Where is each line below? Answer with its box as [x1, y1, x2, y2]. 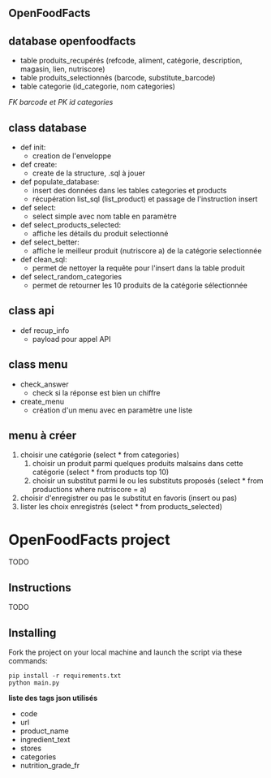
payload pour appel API [32, 334, 111, 344]
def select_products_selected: [19, 220, 122, 230]
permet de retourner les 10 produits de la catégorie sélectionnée [32, 280, 247, 291]
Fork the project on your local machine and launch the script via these [8, 647, 243, 657]
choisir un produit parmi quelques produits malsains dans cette [32, 459, 243, 469]
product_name [19, 726, 69, 736]
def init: [19, 142, 46, 153]
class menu [8, 357, 68, 372]
